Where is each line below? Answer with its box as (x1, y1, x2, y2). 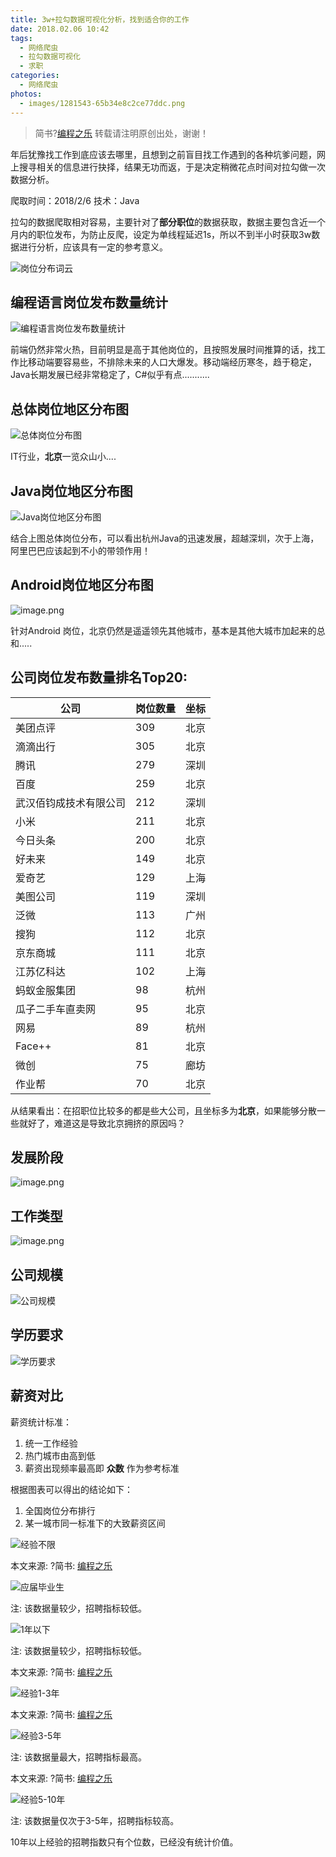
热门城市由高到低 (24, 1449, 96, 1461)
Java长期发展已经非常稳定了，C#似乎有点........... (10, 369, 210, 381)
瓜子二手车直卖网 (15, 1002, 97, 1016)
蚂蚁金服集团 (15, 983, 77, 997)
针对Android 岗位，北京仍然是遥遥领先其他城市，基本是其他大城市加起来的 (10, 624, 317, 636)
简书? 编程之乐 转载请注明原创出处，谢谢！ (34, 127, 209, 139)
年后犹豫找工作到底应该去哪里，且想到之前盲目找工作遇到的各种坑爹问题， (10, 148, 317, 160)
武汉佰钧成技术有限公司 (15, 796, 127, 810)
